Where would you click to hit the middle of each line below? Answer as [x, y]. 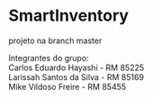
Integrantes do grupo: [49, 58]
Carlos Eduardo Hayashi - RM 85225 [76, 67]
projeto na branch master [55, 40]
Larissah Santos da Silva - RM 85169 [76, 76]
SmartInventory [69, 16]
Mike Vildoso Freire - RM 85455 [67, 86]
